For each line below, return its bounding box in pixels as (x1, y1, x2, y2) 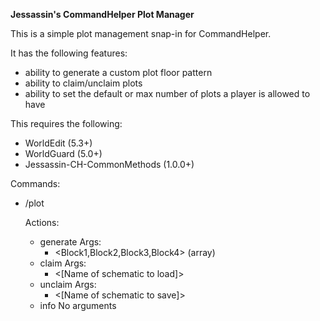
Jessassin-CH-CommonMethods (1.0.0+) (24, 159, 195, 170)
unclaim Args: (39, 279, 97, 290)
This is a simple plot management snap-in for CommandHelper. (10, 28, 272, 39)
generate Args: (39, 236, 102, 248)
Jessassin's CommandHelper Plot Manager (10, 9, 195, 20)
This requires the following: (10, 118, 123, 129)
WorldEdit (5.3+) (24, 137, 93, 149)
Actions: (24, 217, 60, 228)
